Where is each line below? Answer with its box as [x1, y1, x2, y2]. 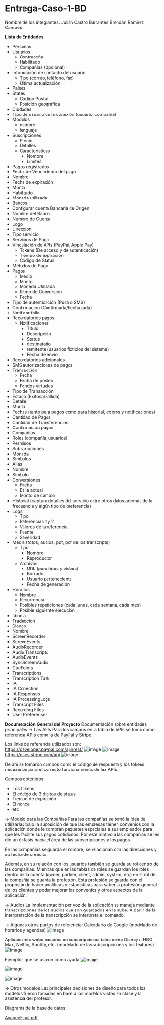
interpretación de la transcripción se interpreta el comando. [5, 912, 125, 918]
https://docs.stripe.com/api [5, 751, 60, 757]
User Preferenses [12, 712, 48, 717]
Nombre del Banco [12, 210, 50, 216]
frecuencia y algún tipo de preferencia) [12, 503, 92, 509]
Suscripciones [12, 132, 42, 138]
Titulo [26, 325, 39, 331]
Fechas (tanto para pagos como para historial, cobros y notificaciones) [12, 409, 156, 415]
